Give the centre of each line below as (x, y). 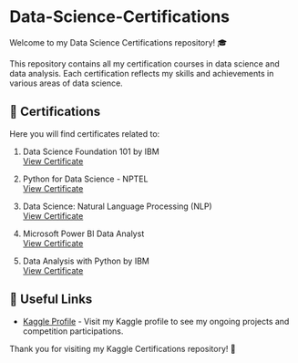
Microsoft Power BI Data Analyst (83, 233)
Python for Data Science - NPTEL (85, 179)
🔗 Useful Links (51, 300)
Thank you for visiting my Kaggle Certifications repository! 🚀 (123, 348)
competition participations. (73, 331)
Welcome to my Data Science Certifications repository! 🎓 (118, 42)
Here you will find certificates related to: (85, 133)
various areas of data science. (66, 83)
